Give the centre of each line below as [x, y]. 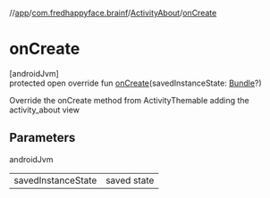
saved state [130, 180]
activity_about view [45, 110]
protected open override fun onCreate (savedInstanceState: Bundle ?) [135, 83]
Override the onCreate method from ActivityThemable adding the [130, 100]
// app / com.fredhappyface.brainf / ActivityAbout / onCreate [113, 13]
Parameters [42, 138]
